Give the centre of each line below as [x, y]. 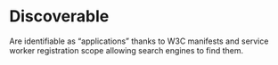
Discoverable [59, 16]
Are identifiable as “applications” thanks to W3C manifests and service [139, 41]
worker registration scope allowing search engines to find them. [126, 50]
